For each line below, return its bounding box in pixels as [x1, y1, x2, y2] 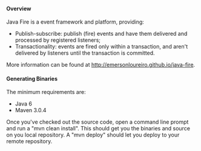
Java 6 [15, 100, 32, 107]
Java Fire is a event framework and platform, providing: [6, 18, 144, 25]
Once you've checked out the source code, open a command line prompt [6, 118, 189, 126]
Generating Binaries [6, 75, 58, 82]
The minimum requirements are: [6, 89, 86, 96]
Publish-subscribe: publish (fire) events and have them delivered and [15, 30, 188, 38]
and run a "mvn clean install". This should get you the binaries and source [6, 125, 191, 132]
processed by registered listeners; [15, 36, 101, 44]
